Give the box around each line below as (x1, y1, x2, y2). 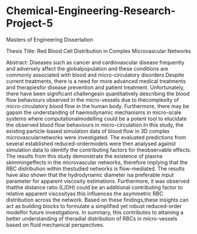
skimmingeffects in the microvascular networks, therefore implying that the (6, 159, 188, 166)
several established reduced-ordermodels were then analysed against (6, 140, 176, 147)
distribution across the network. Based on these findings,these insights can (6, 196, 189, 203)
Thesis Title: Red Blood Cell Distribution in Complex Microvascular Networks (6, 47, 191, 54)
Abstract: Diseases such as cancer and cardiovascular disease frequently (6, 59, 185, 66)
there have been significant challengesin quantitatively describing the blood (6, 90, 190, 97)
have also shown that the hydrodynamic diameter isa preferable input (6, 171, 174, 178)
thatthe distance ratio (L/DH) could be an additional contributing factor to (6, 183, 183, 190)
